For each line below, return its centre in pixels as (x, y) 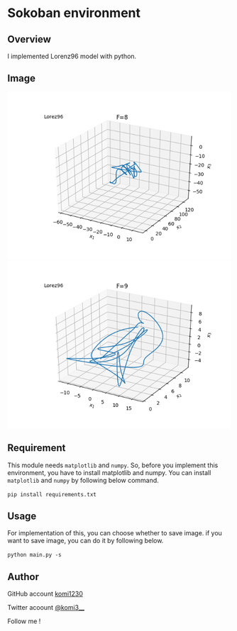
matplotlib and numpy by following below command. (83, 480)
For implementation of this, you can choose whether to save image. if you (115, 533)
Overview (29, 39)
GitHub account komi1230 (45, 594)
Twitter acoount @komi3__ (46, 608)
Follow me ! (24, 621)
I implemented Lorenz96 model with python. (72, 56)
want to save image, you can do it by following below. (86, 541)
